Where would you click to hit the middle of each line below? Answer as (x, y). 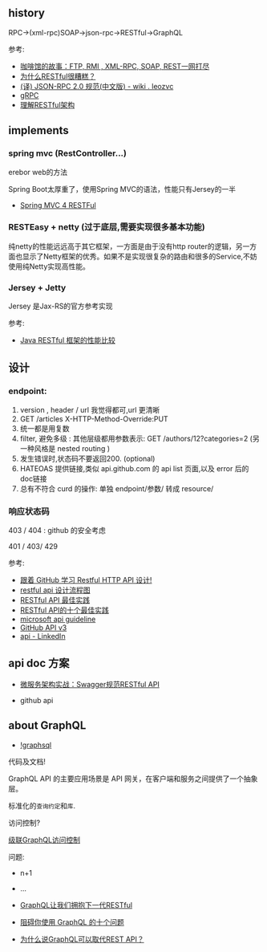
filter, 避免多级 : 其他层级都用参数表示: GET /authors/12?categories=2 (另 (140, 438)
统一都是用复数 (44, 428)
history (27, 13)
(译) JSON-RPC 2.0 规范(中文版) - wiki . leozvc (97, 86)
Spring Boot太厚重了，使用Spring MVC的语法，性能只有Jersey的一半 (122, 189)
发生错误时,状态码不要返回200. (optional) (87, 458)
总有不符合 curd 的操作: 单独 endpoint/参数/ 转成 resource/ (117, 488)
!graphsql (36, 745)
